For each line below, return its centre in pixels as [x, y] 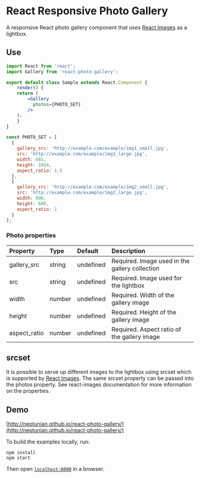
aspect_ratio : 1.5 [40, 171]
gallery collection [135, 268]
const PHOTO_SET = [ [32, 137]
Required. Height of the [144, 312]
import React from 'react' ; [41, 66]
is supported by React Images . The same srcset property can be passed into [100, 378]
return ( [28, 93]
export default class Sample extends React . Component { [77, 82]
